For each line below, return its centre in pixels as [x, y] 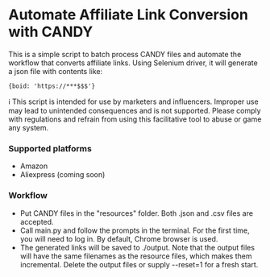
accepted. [37, 221]
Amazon [34, 166]
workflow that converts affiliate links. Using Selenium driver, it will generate [133, 63]
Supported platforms [50, 148]
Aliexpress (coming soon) [62, 175]
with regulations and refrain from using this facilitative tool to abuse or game [135, 119]
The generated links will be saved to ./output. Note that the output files [137, 247]
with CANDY [51, 32]
